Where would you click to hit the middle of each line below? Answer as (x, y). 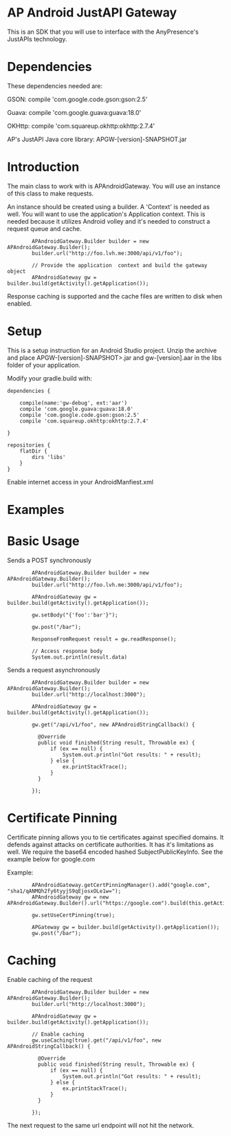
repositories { (29, 445)
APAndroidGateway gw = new (70, 897)
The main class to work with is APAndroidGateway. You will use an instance (114, 186)
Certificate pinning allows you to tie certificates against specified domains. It (115, 837)
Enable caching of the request (50, 979)
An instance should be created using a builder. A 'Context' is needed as (108, 206)
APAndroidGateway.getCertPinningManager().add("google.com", (121, 885)
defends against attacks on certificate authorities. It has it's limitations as (111, 844)
